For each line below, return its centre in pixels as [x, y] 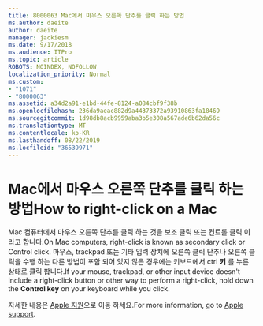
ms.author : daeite [38, 23]
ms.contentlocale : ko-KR [49, 133]
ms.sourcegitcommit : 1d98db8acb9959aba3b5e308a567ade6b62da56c [114, 118]
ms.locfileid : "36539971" [50, 148]
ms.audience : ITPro [40, 52]
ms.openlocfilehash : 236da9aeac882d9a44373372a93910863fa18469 [114, 111]
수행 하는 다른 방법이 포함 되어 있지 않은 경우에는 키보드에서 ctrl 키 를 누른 [136, 262]
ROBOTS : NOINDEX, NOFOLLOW [52, 67]
